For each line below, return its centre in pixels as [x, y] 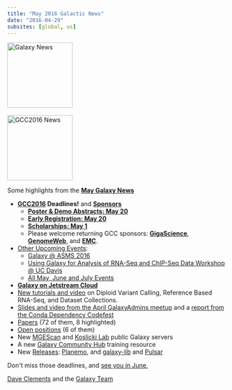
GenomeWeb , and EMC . [63, 241]
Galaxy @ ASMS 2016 [59, 256]
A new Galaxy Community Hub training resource [86, 345]
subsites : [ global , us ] [42, 26]
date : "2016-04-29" [36, 20]
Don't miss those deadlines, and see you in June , [78, 366]
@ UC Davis [45, 271]
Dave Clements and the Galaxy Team [60, 379]
